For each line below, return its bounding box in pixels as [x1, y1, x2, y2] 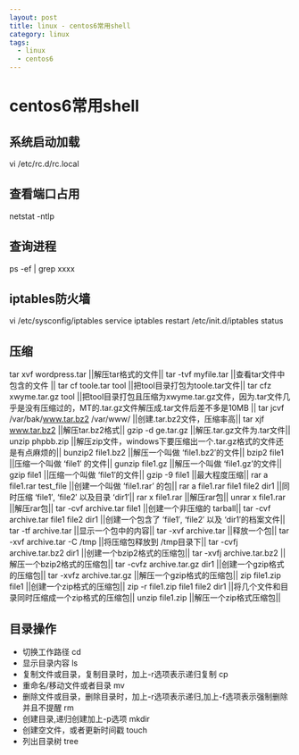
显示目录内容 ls [21, 658, 79, 668]
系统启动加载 [9, 134, 80, 149]
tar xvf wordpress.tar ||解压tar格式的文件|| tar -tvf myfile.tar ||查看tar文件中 [9, 369, 286, 380]
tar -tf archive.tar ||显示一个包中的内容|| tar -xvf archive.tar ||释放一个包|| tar [9, 525, 290, 536]
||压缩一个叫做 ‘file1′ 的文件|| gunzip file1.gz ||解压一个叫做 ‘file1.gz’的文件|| [9, 458, 283, 469]
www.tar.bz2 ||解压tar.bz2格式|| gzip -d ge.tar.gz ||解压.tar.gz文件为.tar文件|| [9, 425, 291, 436]
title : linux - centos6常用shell [9, 21, 131, 30]
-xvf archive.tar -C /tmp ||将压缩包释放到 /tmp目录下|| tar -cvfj [9, 537, 238, 548]
